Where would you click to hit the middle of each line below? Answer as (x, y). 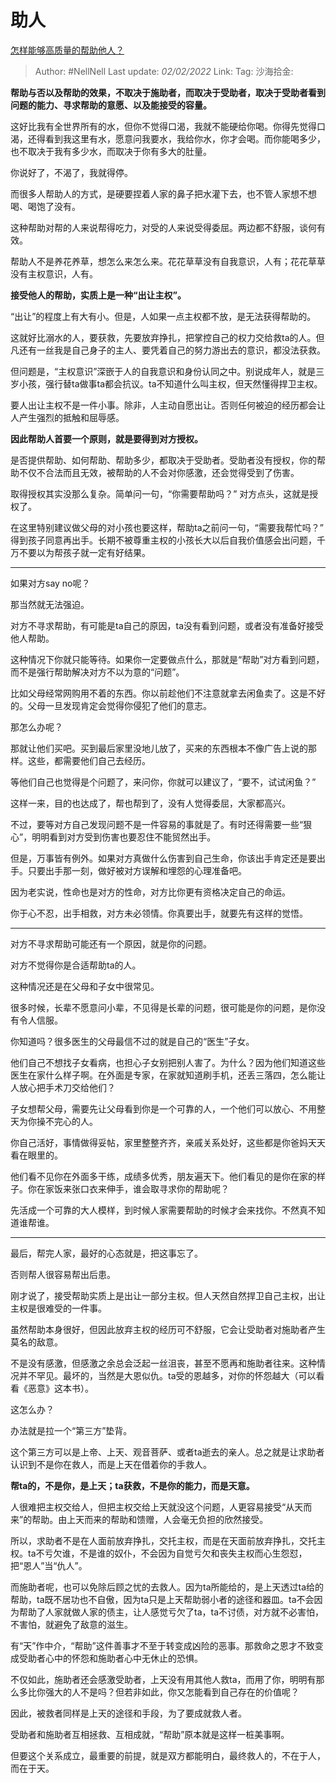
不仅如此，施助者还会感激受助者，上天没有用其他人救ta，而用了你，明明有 (163, 1679)
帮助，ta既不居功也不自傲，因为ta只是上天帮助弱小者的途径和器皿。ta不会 (162, 1599)
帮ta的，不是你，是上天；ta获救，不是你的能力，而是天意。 (132, 1485)
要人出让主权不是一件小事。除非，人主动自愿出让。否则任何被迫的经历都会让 (168, 405)
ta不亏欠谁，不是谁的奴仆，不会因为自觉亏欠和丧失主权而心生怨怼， (167, 1553)
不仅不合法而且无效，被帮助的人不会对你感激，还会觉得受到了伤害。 (159, 472)
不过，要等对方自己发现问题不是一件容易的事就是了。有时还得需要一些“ (157, 824)
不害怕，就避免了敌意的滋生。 (71, 1624)
